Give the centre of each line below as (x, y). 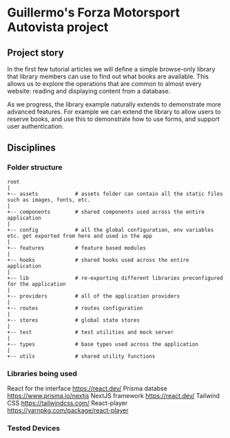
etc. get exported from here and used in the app (80, 236)
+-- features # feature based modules (77, 248)
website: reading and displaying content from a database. (89, 91)
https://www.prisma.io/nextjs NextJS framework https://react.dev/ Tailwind (114, 395)
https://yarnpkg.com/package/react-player (68, 410)
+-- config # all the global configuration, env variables (111, 230)
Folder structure (35, 168)
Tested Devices (34, 428)
